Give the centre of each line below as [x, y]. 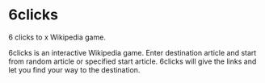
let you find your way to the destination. [74, 69]
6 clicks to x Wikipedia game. [57, 37]
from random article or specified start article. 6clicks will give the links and [132, 61]
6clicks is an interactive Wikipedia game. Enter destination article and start [132, 52]
